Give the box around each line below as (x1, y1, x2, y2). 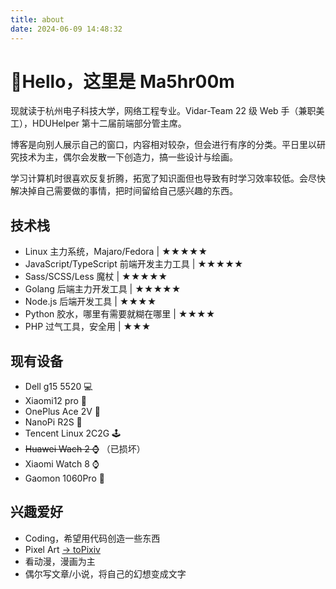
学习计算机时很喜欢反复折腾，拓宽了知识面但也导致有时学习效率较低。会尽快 (10, 172, 326, 185)
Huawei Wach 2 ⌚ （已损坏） (24, 443, 146, 455)
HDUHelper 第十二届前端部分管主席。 (31, 117, 187, 130)
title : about (10, 14, 65, 25)
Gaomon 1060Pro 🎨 (24, 472, 105, 485)
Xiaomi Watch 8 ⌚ (24, 458, 100, 470)
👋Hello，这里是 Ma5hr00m (10, 70, 235, 93)
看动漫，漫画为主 (24, 555, 96, 567)
